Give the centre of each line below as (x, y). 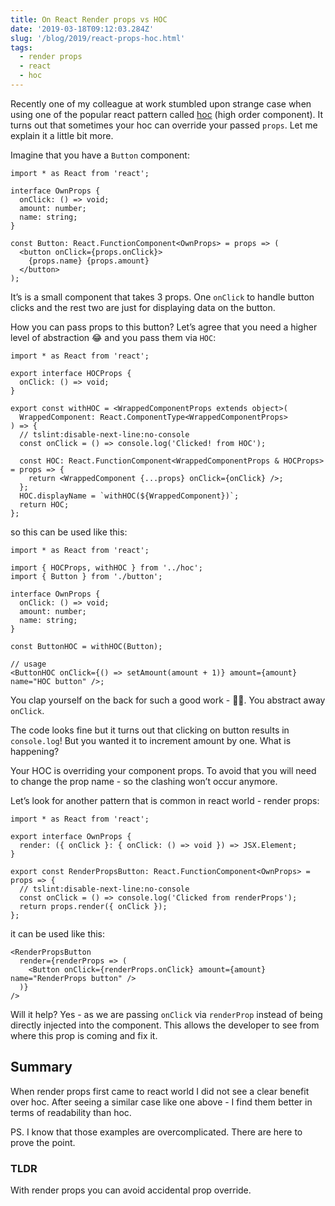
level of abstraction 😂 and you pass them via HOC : (113, 337)
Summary (41, 1067)
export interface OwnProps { (71, 836)
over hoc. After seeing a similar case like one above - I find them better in (161, 1102)
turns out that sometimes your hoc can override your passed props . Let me (164, 125)
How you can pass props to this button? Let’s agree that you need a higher (164, 327)
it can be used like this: (58, 933)
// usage (28, 664)
